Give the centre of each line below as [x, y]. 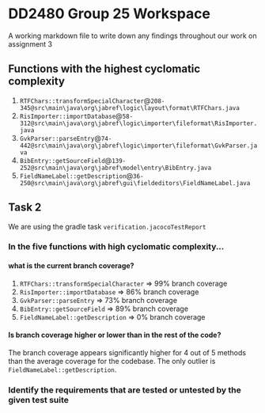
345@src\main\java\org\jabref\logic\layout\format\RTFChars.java [129, 108]
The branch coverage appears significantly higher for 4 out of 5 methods [127, 352]
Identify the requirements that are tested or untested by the [125, 390]
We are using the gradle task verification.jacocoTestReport [107, 226]
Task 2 [25, 208]
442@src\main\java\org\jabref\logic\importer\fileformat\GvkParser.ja [138, 146]
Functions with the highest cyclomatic [104, 69]
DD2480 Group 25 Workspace [110, 14]
